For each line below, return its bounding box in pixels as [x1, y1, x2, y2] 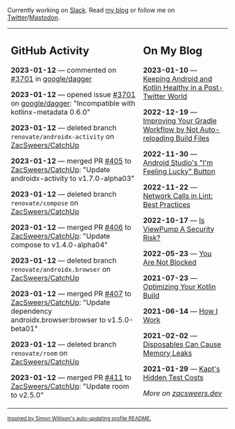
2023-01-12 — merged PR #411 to [10, 372, 131, 382]
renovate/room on [10, 348, 68, 358]
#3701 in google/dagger [10, 73, 92, 83]
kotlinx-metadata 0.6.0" [10, 107, 91, 117]
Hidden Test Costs [143, 372, 204, 382]
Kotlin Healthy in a [143, 82, 203, 92]
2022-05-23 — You [143, 248, 212, 258]
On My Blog [143, 43, 203, 57]
